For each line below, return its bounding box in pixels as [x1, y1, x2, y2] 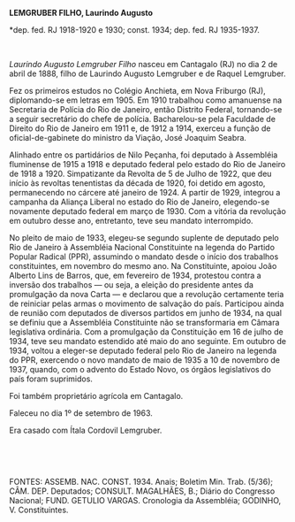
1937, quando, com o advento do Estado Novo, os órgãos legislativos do [9, 365, 271, 374]
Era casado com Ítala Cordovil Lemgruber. [9, 425, 163, 435]
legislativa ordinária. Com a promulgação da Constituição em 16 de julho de [9, 326, 284, 337]
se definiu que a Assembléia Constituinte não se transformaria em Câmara [9, 318, 280, 327]
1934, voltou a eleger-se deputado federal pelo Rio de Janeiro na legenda [9, 345, 277, 356]
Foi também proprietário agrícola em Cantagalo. [9, 391, 184, 401]
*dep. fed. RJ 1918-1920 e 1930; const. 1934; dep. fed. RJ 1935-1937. [9, 25, 261, 35]
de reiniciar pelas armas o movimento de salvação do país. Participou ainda [9, 298, 284, 309]
